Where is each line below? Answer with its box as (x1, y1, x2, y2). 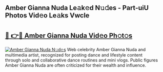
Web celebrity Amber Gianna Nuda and (67, 47, 146, 52)
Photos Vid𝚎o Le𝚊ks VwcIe (5, 12, 90, 20)
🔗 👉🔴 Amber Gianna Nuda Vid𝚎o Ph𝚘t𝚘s (5, 31, 133, 40)
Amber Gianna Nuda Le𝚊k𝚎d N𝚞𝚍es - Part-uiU (5, 4, 149, 12)
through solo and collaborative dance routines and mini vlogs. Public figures (5, 58, 158, 63)
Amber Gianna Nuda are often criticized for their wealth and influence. (5, 62, 146, 68)
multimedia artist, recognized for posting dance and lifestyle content (5, 52, 143, 58)
